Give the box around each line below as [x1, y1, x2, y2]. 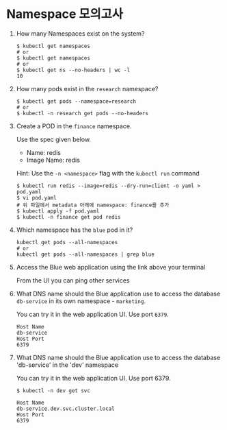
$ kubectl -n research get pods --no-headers [16, 110, 148, 117]
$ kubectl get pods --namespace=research [16, 97, 136, 105]
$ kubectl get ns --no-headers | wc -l [16, 67, 131, 73]
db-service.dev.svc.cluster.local [16, 405, 115, 412]
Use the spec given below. [16, 135, 92, 143]
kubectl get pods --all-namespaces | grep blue [16, 251, 155, 258]
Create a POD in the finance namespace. [16, 121, 132, 130]
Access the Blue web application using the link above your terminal [16, 263, 206, 271]
